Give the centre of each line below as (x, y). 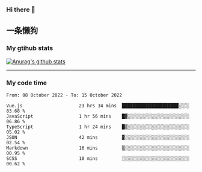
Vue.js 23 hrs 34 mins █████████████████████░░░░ (98, 106)
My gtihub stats (30, 48)
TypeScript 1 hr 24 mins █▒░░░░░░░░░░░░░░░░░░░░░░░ (98, 127)
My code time (26, 83)
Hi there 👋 (21, 10)
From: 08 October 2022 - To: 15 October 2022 (64, 95)
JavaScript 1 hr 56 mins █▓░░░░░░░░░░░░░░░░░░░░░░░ (98, 116)
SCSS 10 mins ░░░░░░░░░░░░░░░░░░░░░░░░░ (98, 158)
